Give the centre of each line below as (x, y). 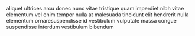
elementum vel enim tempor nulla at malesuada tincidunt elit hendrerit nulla (97, 15)
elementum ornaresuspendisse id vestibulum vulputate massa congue (92, 21)
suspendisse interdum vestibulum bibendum (60, 27)
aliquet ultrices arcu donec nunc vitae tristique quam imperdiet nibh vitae (95, 8)
